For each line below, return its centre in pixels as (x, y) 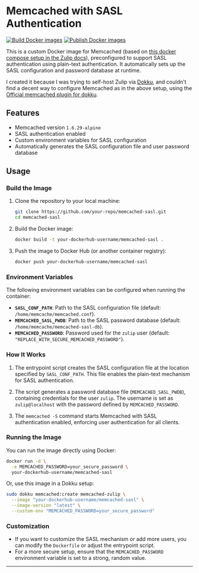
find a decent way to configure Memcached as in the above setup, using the (99, 88)
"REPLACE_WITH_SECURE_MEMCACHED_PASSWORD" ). (70, 339)
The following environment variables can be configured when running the (96, 290)
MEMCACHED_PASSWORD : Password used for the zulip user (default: (92, 333)
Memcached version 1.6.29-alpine (58, 127)
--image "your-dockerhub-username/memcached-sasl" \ (78, 500)
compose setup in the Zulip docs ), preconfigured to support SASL (86, 58)
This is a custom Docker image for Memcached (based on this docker (91, 51)
